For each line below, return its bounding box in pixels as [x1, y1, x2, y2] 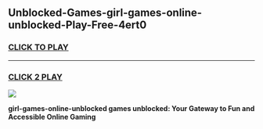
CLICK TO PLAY [8, 42, 69, 53]
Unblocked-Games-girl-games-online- [8, 6, 202, 20]
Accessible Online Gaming [8, 112, 96, 121]
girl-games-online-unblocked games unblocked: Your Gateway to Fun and [8, 103, 255, 113]
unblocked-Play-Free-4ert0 [8, 19, 147, 32]
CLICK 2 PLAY [8, 71, 63, 82]
